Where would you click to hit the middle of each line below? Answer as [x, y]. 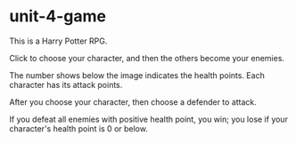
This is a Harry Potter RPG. [58, 41]
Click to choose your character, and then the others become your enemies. [147, 58]
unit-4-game [58, 16]
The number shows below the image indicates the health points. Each [137, 75]
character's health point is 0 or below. [79, 128]
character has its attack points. [66, 84]
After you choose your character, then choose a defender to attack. [133, 102]
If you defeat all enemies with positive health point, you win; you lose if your [148, 119]
